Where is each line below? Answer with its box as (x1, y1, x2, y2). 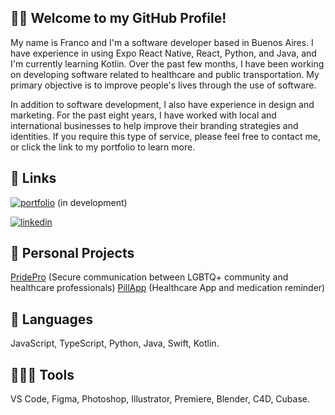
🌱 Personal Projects (10, 245, 135, 262)
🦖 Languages (10, 311, 93, 328)
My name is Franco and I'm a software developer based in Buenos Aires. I (10, 36, 314, 48)
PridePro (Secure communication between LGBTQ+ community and (10, 271, 289, 283)
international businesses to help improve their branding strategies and (10, 119, 299, 131)
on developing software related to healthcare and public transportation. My (10, 68, 320, 80)
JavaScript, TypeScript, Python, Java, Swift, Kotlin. (10, 337, 220, 350)
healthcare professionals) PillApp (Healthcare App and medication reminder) (10, 282, 326, 294)
